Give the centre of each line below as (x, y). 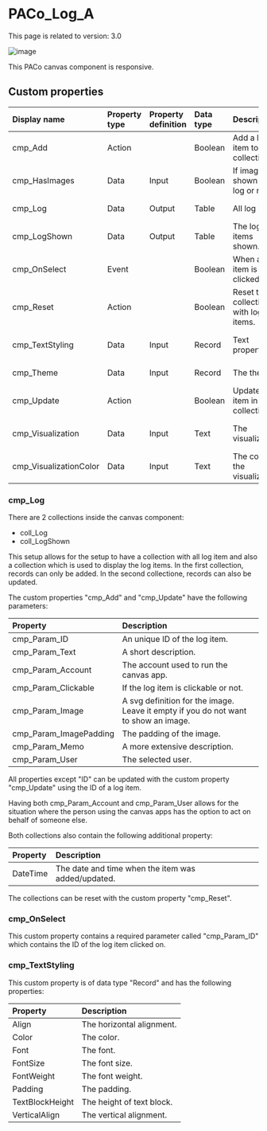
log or (244, 190)
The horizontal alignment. (129, 1024)
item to (246, 147)
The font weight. (112, 1076)
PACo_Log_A (51, 14)
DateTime (30, 874)
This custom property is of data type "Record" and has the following (120, 982)
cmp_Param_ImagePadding (64, 734)
